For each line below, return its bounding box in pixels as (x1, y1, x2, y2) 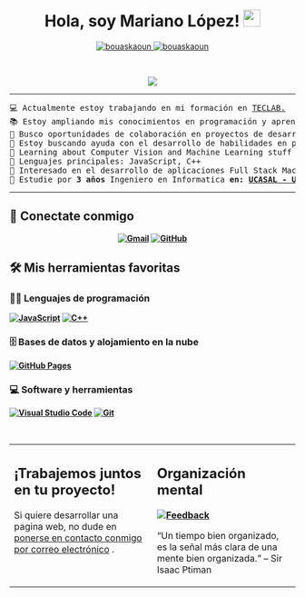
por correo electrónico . (14, 542, 115, 555)
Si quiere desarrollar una (14, 509, 119, 522)
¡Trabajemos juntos (14, 464, 143, 482)
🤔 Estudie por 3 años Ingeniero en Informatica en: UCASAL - (9, 174, 288, 184)
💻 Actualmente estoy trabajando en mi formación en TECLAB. (9, 103, 286, 113)
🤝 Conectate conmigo (9, 209, 134, 224)
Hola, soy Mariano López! (44, 11, 241, 32)
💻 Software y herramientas (9, 383, 133, 395)
